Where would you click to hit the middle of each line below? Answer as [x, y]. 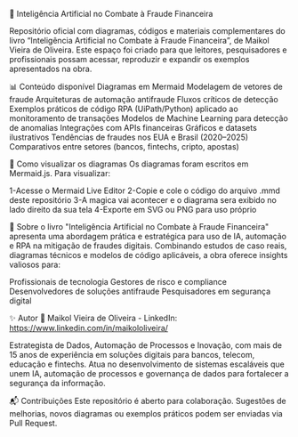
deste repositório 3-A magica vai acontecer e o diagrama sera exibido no [143, 200]
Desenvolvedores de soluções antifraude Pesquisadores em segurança [140, 291]
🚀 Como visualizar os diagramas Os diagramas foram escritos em [129, 164]
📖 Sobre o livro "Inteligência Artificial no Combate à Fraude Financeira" [139, 227]
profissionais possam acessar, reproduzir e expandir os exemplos [129, 59]
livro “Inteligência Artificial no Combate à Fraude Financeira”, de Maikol [139, 40]
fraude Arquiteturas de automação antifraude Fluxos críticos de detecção [144, 99]
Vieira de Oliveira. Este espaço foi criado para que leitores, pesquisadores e [148, 50]
